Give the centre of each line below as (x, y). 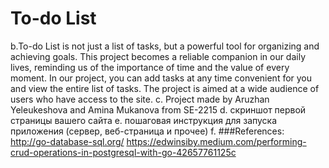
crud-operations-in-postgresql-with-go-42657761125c (123, 152)
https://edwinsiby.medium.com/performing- (216, 141)
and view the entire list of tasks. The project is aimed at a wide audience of (165, 88)
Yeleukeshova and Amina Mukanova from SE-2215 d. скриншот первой (158, 109)
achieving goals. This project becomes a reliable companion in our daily (158, 56)
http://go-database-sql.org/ (67, 141)
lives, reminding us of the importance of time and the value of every (150, 67)
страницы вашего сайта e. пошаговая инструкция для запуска (144, 120)
